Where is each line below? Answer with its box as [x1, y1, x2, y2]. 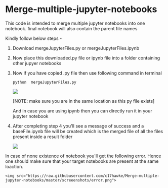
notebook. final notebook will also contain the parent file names [5, 25, 138, 31]
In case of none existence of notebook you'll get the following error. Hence [5, 153, 161, 159]
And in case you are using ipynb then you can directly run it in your [12, 107, 153, 114]
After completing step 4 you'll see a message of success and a [12, 122, 144, 129]
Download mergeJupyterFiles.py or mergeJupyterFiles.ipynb [12, 45, 140, 51]
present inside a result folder [12, 134, 73, 140]
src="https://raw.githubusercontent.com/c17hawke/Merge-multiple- [16, 173, 159, 178]
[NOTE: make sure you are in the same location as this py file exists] [12, 98, 155, 104]
